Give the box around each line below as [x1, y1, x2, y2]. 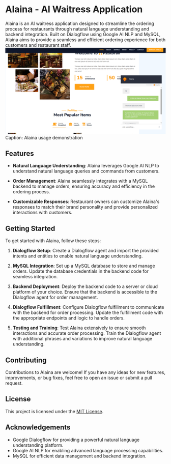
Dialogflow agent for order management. [12, 294, 98, 301]
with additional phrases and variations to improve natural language [12, 336, 153, 342]
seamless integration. [12, 274, 58, 280]
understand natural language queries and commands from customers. [12, 168, 160, 174]
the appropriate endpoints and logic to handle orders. [12, 315, 125, 321]
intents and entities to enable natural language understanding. [12, 253, 143, 259]
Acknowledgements [5, 423, 71, 432]
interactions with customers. [12, 210, 73, 216]
